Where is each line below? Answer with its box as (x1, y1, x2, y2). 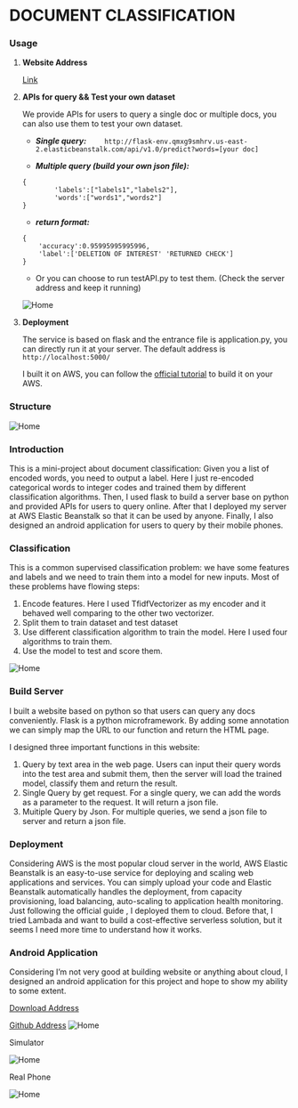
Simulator (9, 1038, 44, 1048)
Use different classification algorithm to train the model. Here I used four (21, 627, 288, 637)
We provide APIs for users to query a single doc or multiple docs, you (21, 109, 278, 120)
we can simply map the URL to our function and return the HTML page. (9, 724, 270, 735)
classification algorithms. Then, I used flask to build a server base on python (9, 491, 289, 503)
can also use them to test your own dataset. (21, 118, 183, 129)
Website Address (21, 57, 88, 68)
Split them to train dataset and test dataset (21, 618, 179, 628)
